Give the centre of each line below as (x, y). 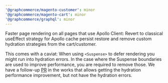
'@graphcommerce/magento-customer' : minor (50, 10)
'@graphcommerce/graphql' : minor (40, 19)
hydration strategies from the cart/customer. (51, 44)
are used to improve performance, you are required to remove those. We (80, 65)
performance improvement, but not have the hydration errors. (69, 75)
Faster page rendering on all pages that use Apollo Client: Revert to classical (84, 34)
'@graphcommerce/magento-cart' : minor (46, 15)
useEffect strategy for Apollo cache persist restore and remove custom (78, 39)
